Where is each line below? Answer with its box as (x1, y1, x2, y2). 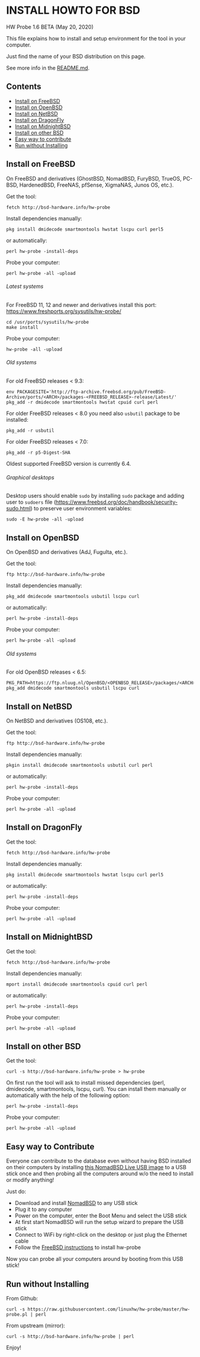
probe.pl (6, 1312, 28, 1318)
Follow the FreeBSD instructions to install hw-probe (14, 1244, 141, 1251)
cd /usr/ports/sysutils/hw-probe (6, 319, 89, 325)
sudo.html (6, 505, 31, 512)
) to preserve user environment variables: (30, 505, 132, 512)
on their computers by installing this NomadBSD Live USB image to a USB (6, 1164, 186, 1171)
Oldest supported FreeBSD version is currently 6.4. (6, 460, 132, 467)
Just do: (6, 1188, 27, 1195)
